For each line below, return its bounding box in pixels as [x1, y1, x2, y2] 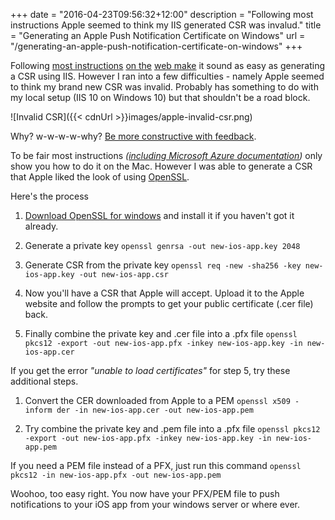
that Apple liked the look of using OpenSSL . [10, 171, 190, 183]
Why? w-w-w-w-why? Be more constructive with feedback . [10, 130, 257, 142]
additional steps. [10, 375, 79, 387]
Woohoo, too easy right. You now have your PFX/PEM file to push [10, 488, 280, 499]
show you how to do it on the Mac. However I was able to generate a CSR [10, 160, 313, 172]
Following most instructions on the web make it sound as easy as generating [10, 60, 326, 71]
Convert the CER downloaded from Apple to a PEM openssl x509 [24, 395, 291, 406]
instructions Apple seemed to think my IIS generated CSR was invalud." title [10, 19, 322, 31]
